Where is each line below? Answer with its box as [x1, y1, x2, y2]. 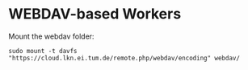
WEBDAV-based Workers [8, 5, 182, 23]
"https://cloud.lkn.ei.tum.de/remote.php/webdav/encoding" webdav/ [8, 54, 241, 62]
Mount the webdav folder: [8, 31, 95, 41]
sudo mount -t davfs [8, 47, 78, 55]
